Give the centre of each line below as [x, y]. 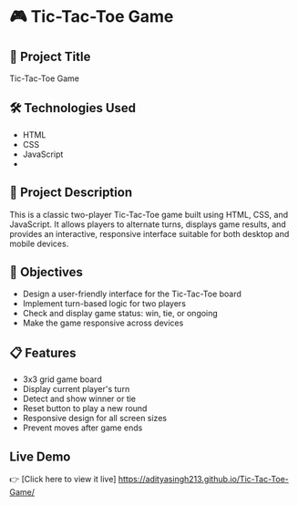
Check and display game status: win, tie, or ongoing [120, 314]
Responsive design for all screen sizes [94, 418]
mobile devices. [39, 243]
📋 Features [43, 352]
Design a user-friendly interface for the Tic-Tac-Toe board [132, 294]
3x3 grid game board [62, 379]
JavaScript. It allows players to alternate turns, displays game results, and [148, 224]
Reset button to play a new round [85, 408]
